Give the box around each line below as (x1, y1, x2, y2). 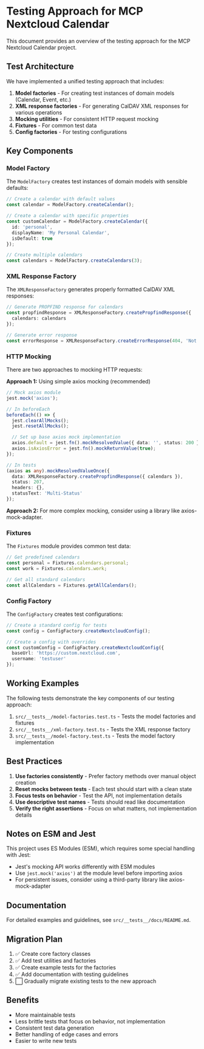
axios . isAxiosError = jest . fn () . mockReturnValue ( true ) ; (12, 445, 156, 451)
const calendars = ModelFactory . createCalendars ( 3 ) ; (6, 257, 143, 264)
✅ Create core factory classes (15, 950, 91, 958)
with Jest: (6, 851, 31, 859)
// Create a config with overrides (6, 639, 97, 645)
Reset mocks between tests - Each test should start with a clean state (15, 785, 192, 792)
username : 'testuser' (12, 656, 67, 662)
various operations (15, 108, 63, 116)
